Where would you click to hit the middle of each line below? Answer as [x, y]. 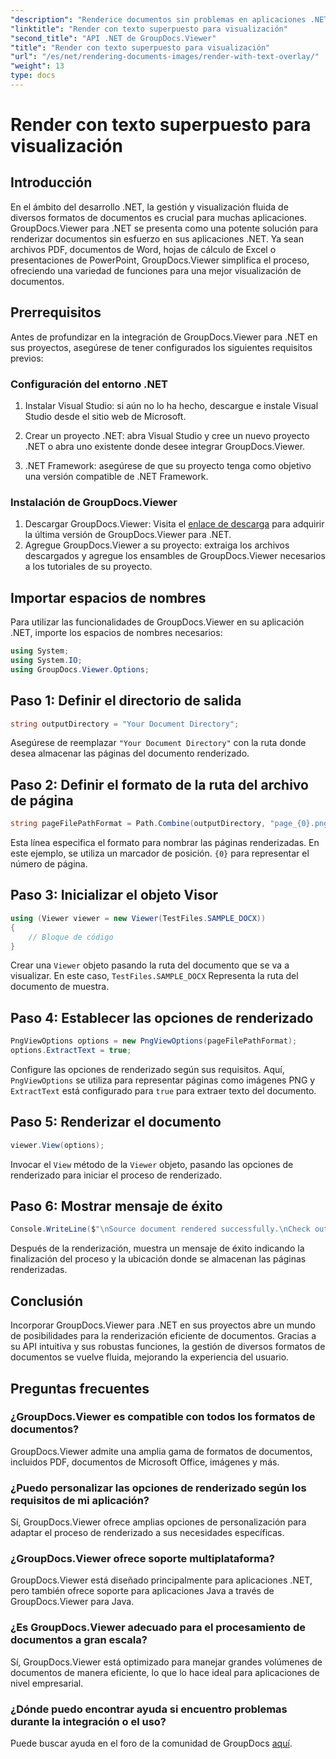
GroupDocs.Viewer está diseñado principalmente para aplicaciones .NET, [161, 1580]
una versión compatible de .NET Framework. [116, 476]
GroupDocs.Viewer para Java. [72, 1602]
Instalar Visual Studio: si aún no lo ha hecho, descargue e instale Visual [171, 405]
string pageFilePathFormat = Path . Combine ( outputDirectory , [138, 824]
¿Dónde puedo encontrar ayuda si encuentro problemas [149, 1709]
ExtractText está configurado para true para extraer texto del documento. [163, 1090]
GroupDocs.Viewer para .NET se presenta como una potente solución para [164, 228]
